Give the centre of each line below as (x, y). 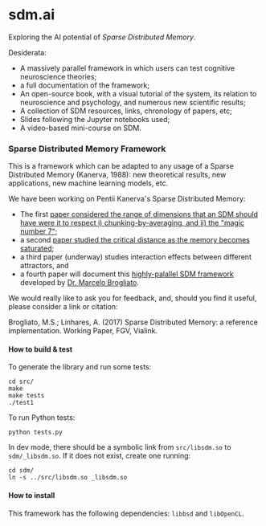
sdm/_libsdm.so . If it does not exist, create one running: (100, 456)
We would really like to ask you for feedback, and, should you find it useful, (133, 298)
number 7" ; (39, 231)
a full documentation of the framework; (85, 85)
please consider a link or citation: (63, 307)
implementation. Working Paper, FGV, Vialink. (83, 331)
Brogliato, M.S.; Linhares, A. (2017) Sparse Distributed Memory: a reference (133, 322)
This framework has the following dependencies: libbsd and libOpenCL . (127, 513)
